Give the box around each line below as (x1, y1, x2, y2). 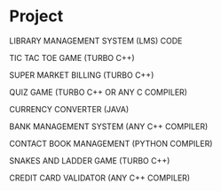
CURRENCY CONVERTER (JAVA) (9, 103, 130, 114)
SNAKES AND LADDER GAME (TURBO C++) (9, 155, 170, 165)
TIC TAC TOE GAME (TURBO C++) (9, 52, 135, 63)
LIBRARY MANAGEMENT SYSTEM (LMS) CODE (9, 35, 183, 46)
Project (9, 6, 64, 27)
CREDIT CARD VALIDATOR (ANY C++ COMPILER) (9, 172, 191, 183)
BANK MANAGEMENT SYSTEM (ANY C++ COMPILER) (9, 121, 209, 132)
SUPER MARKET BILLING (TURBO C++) (9, 69, 154, 80)
